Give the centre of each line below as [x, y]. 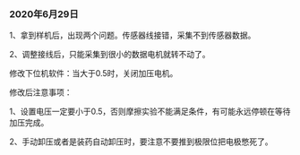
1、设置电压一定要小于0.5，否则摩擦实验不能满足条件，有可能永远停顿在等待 [150, 112]
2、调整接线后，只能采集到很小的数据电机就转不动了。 [110, 55]
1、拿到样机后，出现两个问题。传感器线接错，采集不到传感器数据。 [133, 35]
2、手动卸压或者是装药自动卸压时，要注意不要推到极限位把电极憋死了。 [141, 142]
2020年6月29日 [44, 13]
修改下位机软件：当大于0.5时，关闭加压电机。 [94, 73]
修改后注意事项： [41, 92]
